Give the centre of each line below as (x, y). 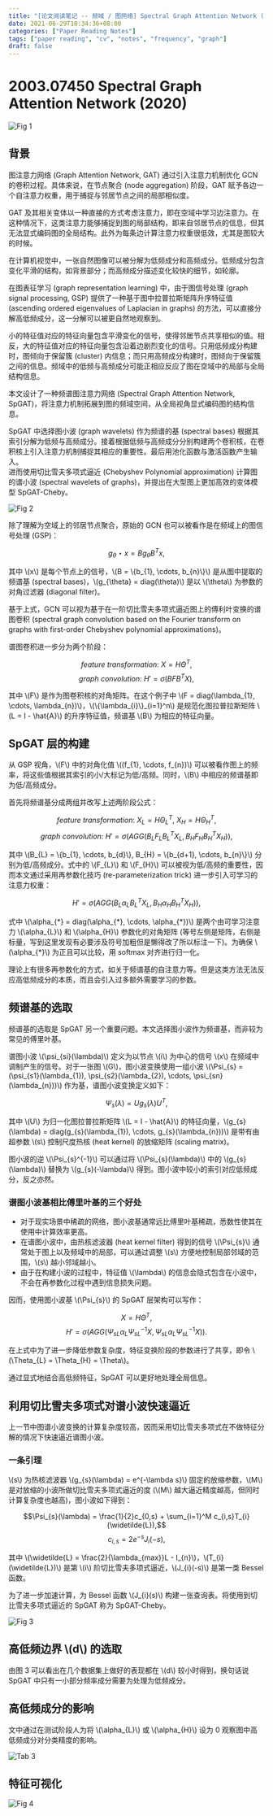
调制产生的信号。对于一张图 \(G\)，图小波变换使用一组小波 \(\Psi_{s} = (126, 1066)
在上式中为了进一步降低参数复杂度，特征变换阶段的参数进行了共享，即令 (129, 1350)
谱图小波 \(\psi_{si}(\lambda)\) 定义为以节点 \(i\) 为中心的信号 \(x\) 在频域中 (134, 1056)
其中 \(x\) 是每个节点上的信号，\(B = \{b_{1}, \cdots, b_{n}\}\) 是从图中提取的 (135, 572)
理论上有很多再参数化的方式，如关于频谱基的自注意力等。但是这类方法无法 (133, 969)
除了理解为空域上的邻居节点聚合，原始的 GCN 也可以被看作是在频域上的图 (132, 525)
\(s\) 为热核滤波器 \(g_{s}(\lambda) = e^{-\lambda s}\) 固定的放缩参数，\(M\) (136, 1479)
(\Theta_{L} (28, 1361)
